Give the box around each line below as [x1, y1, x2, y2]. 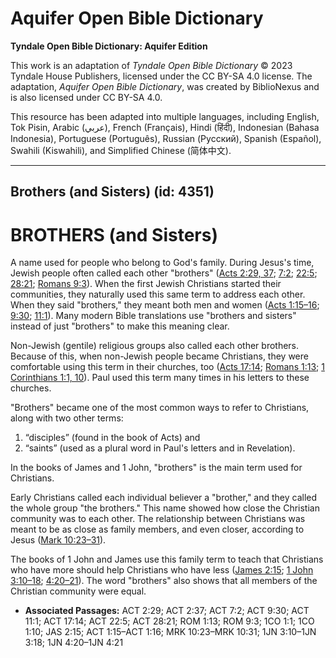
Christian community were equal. [10, 585, 147, 597]
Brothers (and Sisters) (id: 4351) [10, 183, 215, 201]
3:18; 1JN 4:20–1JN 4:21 [24, 637, 124, 649]
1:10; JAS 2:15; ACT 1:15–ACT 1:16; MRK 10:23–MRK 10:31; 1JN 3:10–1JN [24, 626, 317, 638]
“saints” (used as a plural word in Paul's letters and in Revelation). [24, 442, 296, 454]
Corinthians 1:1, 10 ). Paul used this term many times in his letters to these [10, 372, 310, 384]
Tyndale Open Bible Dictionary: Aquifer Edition [10, 40, 208, 52]
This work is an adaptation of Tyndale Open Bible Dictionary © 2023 [10, 59, 293, 71]
